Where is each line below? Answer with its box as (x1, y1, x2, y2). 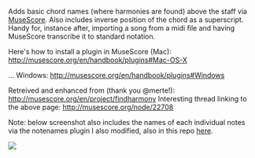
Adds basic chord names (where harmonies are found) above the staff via (8, 7, 248, 16)
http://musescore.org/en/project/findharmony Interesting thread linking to (8, 94, 247, 103)
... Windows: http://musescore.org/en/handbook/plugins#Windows (8, 71, 225, 79)
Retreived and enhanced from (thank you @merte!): (8, 86, 176, 95)
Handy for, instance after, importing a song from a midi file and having (8, 24, 235, 32)
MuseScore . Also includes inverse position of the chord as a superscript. (8, 15, 244, 24)
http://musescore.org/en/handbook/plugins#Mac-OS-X (8, 55, 187, 64)
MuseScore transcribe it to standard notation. (8, 31, 156, 41)
